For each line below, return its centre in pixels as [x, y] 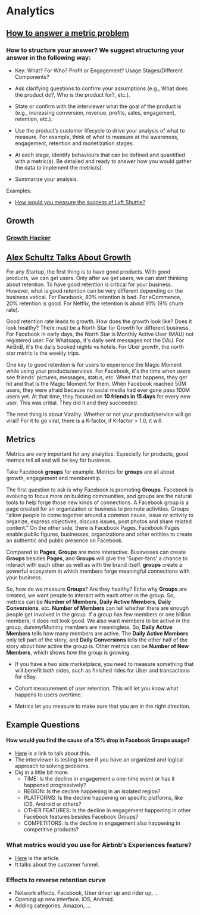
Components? [32, 76]
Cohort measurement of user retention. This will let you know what [96, 688]
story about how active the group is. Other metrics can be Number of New [98, 646]
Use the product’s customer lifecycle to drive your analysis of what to [100, 130]
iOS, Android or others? [52, 804]
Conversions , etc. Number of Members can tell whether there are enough [98, 608]
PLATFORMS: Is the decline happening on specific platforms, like [103, 798]
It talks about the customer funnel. [57, 864]
